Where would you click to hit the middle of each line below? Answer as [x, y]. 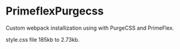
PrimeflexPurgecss [55, 11]
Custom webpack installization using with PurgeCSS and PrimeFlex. [90, 28]
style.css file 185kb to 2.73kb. [43, 39]
